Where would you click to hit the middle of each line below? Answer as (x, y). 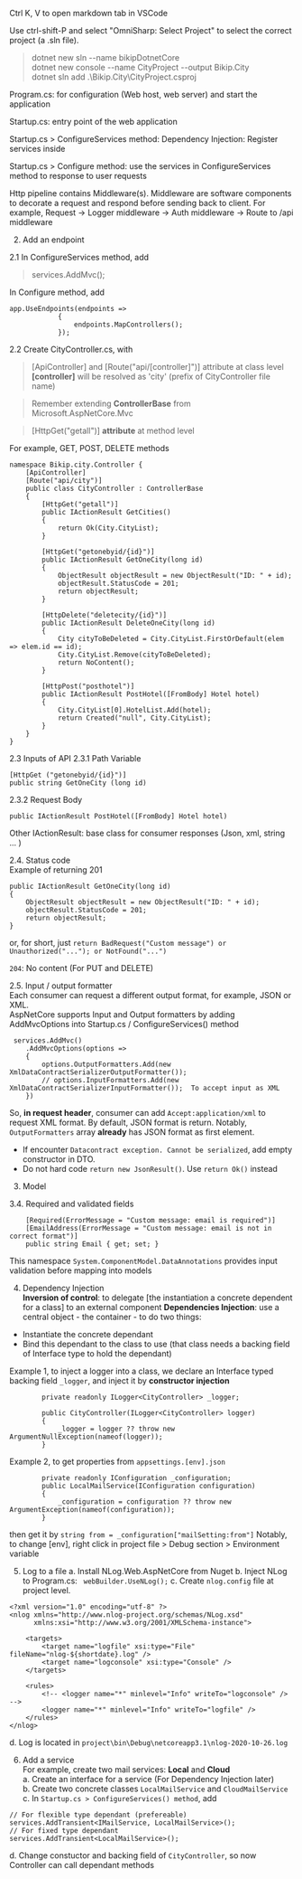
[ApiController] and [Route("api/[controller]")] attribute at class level (157, 367)
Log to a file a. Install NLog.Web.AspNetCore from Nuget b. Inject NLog (155, 1571)
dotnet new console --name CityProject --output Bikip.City (140, 67)
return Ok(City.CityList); (108, 528)
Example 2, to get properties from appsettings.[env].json (117, 1461)
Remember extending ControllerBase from (111, 403)
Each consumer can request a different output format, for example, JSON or (150, 995)
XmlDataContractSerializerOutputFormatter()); (98, 1072)
